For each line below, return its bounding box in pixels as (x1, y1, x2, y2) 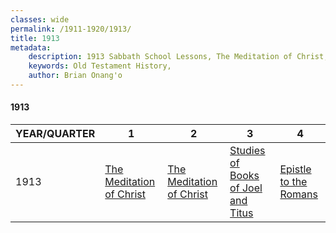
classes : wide (10, 14, 70, 25)
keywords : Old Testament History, (28, 61, 172, 71)
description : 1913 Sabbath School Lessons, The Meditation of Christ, (28, 52, 329, 62)
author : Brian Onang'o (28, 71, 123, 81)
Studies (229, 144, 266, 158)
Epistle (279, 162, 312, 176)
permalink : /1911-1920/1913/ (10, 24, 132, 34)
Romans (279, 187, 318, 201)
